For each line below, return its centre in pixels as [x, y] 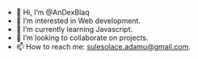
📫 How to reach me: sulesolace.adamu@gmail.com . [103, 47]
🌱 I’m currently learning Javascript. [74, 29]
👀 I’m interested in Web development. [78, 21]
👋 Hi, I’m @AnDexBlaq [53, 12]
